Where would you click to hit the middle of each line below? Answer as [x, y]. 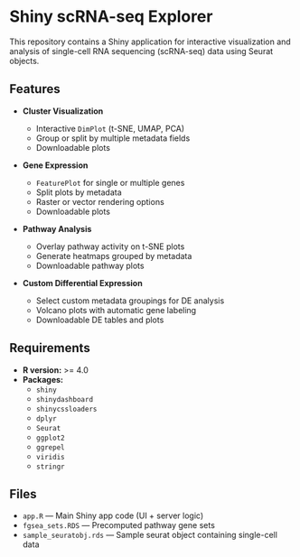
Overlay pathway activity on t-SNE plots [110, 246]
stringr [50, 467]
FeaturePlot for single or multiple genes [110, 182]
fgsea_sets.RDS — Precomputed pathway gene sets [118, 525]
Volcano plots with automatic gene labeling [116, 310]
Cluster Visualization [63, 111]
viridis [50, 457]
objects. [24, 60]
